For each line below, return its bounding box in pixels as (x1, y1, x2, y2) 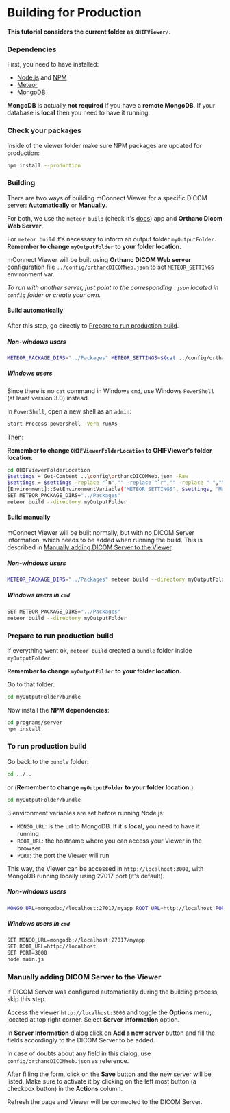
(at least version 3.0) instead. (7, 394, 90, 402)
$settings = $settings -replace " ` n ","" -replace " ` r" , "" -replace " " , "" (7, 479, 225, 486)
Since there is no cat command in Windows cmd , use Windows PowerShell (7, 386, 214, 395)
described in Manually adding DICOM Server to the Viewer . (7, 543, 174, 551)
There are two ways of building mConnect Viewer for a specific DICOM (7, 193, 207, 202)
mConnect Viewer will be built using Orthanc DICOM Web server (7, 255, 192, 263)
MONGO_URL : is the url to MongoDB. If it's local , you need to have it (16, 822, 200, 830)
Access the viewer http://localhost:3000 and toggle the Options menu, (7, 1008, 212, 1016)
